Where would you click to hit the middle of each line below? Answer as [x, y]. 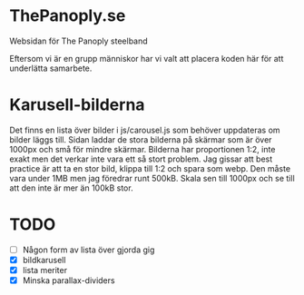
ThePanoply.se [68, 16]
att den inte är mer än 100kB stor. [71, 188]
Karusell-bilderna [77, 105]
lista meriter [45, 270]
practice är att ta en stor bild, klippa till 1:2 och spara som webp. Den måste [150, 168]
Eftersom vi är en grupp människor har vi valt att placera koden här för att [147, 58]
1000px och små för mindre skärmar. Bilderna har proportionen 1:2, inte [142, 149]
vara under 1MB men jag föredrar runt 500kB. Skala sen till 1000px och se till [152, 178]
